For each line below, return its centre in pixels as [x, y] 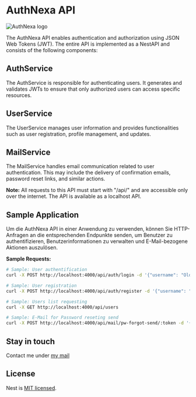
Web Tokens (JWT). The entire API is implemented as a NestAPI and [88, 44]
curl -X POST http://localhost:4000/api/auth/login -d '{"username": [92, 275]
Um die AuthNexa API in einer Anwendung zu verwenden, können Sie [90, 229]
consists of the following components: [52, 50]
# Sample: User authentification [47, 270]
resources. [19, 95]
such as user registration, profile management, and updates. [79, 134]
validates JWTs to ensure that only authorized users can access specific [93, 89]
